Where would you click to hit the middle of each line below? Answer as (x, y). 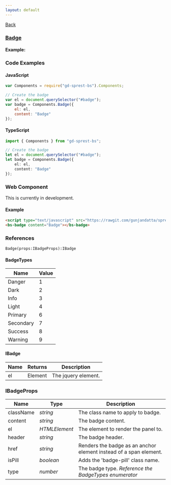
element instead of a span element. (120, 452)
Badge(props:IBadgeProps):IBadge (41, 249)
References (20, 238)
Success (18, 331)
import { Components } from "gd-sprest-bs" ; (53, 141)
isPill (13, 460)
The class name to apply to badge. (120, 412)
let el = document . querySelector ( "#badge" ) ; (53, 155)
